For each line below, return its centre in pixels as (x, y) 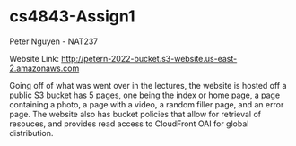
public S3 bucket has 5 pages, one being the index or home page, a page (145, 95)
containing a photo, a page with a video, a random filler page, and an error (147, 104)
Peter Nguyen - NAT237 (54, 41)
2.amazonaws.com (44, 68)
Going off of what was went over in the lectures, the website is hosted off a (148, 85)
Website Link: (35, 58)
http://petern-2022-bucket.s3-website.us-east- (149, 58)
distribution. (31, 133)
